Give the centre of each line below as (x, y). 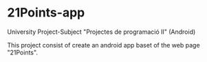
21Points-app (46, 13)
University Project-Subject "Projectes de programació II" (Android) (101, 32)
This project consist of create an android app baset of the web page (104, 45)
